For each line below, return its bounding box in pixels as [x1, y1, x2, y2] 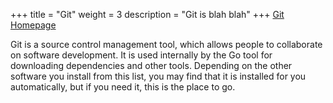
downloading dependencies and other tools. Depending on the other [10, 60, 293, 71]
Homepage [10, 19, 57, 31]
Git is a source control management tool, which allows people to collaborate [10, 39, 323, 50]
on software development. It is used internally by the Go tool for [10, 49, 273, 61]
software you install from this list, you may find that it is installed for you [10, 70, 307, 82]
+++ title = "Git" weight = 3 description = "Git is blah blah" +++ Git [10, 9, 285, 20]
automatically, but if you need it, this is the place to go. [10, 81, 236, 93]
